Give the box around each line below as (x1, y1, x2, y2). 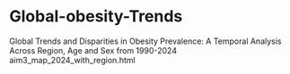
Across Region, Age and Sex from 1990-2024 (9, 45, 178, 55)
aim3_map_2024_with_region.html (9, 54, 136, 65)
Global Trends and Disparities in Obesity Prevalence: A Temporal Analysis (9, 36, 282, 46)
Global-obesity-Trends (9, 6, 183, 27)
